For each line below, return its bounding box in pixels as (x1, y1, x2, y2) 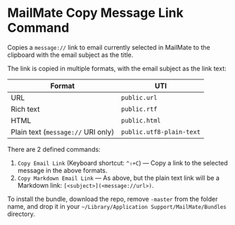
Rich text (11, 104, 40, 114)
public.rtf (120, 105, 158, 113)
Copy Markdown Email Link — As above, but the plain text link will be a (17, 174, 220, 182)
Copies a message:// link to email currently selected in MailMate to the (7, 43, 210, 51)
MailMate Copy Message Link (7, 5, 184, 21)
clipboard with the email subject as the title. (7, 51, 134, 59)
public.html (120, 116, 161, 124)
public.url (120, 94, 158, 101)
